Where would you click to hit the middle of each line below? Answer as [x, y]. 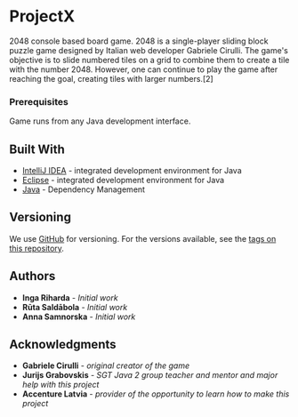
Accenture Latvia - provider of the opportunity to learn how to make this [156, 394]
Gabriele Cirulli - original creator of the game [105, 365]
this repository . [37, 248]
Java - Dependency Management [83, 189]
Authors [32, 276]
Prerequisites [39, 101]
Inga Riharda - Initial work [70, 297]
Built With [37, 149]
